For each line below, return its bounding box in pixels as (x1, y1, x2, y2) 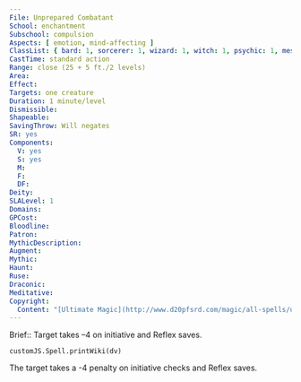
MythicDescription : (9, 239, 82, 247)
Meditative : (9, 288, 54, 297)
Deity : (9, 188, 34, 197)
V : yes (17, 146, 42, 155)
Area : (9, 72, 30, 81)
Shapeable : (9, 113, 50, 122)
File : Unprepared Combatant (9, 13, 115, 22)
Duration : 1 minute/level (9, 96, 106, 106)
